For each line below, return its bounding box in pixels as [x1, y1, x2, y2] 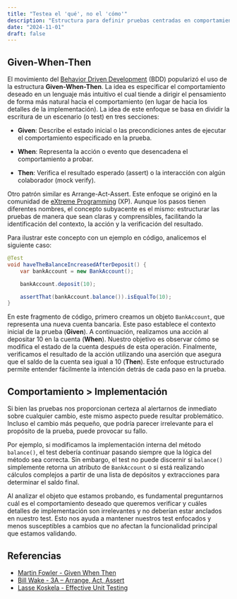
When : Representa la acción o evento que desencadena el [17, 148, 188, 156]
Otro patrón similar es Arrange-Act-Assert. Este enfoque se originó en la [7, 190, 217, 198]
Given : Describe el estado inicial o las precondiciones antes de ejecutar [17, 126, 226, 135]
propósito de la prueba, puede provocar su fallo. [7, 427, 148, 435]
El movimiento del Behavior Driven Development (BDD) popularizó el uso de [7, 75, 228, 83]
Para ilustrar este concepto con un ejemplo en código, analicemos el [7, 234, 207, 242]
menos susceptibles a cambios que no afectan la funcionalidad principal [7, 522, 217, 530]
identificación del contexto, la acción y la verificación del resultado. [7, 220, 203, 228]
